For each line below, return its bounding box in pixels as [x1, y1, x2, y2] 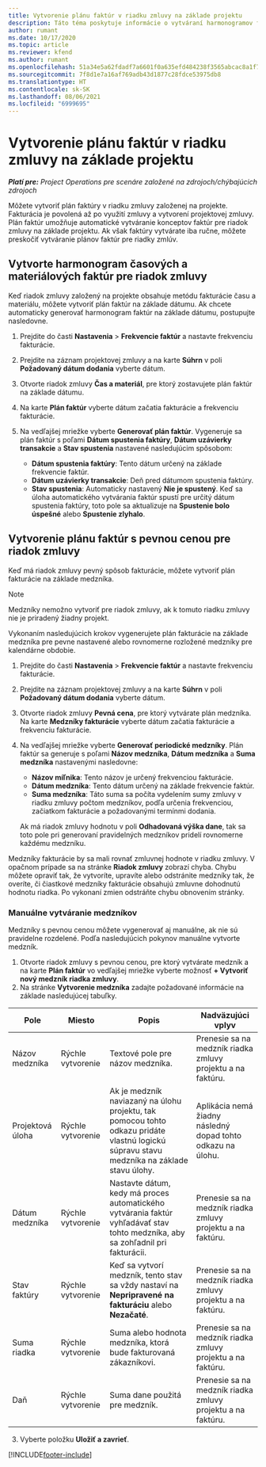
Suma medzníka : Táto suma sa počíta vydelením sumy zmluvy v [31, 789, 242, 798]
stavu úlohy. [109, 1164, 155, 1176]
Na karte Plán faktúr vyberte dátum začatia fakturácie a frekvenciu [19, 402, 239, 412]
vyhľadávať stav [109, 1217, 169, 1228]
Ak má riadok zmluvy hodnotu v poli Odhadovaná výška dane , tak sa [19, 821, 246, 831]
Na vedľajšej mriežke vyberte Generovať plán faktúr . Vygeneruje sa [19, 426, 243, 436]
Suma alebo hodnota [109, 1327, 187, 1338]
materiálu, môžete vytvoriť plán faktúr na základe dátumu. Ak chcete [8, 299, 232, 309]
